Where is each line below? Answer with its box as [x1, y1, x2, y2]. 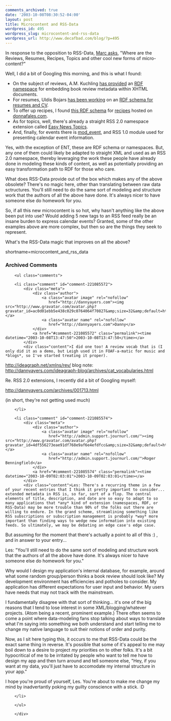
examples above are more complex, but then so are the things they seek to [5, 224, 162, 230]
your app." [5, 669, 27, 675]
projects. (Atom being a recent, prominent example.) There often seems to [5, 610, 161, 616]
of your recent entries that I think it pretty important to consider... [5, 487, 165, 492]
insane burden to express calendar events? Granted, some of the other [5, 218, 154, 224]
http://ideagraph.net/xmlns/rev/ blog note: [5, 362, 94, 368]
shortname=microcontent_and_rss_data [5, 248, 89, 255]
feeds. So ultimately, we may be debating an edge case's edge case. [5, 523, 156, 528]
